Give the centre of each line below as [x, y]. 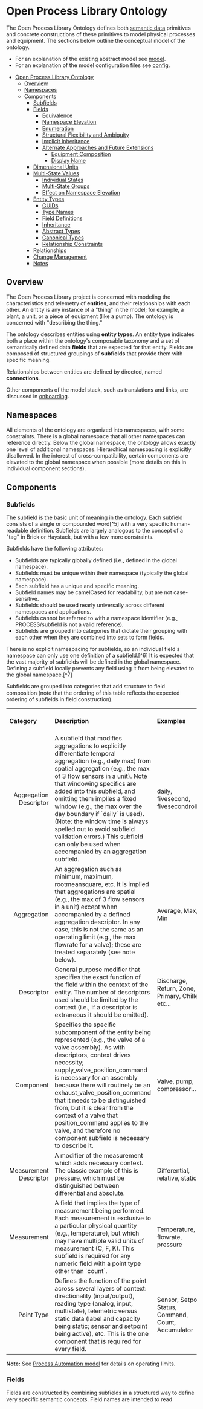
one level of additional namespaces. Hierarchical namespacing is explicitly [99, 449]
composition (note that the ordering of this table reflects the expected [93, 693]
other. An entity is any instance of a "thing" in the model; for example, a [95, 309]
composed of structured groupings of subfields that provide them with [95, 353]
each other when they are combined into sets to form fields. [89, 637]
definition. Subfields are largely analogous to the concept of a [106, 531]
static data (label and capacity [97, 1319]
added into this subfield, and [95, 791]
